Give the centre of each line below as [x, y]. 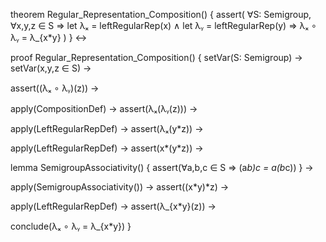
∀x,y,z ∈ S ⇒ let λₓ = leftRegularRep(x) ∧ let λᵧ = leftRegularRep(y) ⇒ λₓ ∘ [163, 25]
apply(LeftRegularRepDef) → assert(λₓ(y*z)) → [107, 128]
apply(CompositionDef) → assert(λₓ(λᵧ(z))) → [104, 108]
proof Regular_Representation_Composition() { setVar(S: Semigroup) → [156, 57]
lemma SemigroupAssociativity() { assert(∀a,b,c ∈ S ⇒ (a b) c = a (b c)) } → [162, 167]
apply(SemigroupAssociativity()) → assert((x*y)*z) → [120, 187]
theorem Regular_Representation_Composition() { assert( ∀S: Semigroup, [161, 14]
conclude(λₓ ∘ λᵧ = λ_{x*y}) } [71, 226]
